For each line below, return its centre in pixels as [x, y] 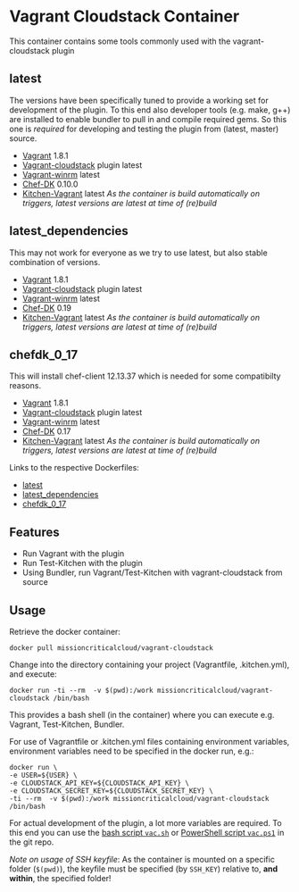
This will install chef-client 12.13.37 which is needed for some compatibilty [145, 376]
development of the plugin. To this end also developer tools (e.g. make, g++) [150, 110]
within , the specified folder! [60, 878]
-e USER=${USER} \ [43, 775]
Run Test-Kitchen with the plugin [82, 563]
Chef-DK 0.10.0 [50, 184]
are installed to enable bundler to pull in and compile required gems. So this [148, 119]
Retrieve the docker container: [65, 632]
